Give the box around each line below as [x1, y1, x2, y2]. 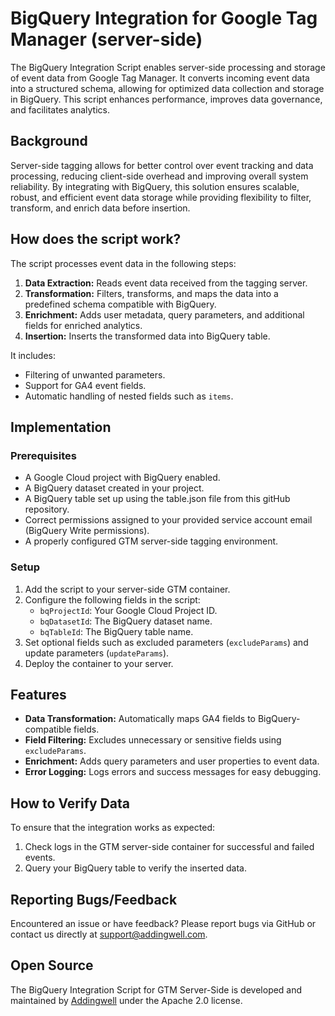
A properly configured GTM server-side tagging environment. [24, 535, 279, 547]
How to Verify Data [10, 795, 130, 812]
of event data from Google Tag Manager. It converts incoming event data [10, 72, 310, 84]
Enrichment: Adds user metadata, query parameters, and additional [24, 308, 305, 321]
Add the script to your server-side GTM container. [24, 583, 231, 595]
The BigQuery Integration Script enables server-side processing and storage [10, 61, 326, 73]
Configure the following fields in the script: [24, 593, 201, 606]
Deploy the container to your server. [24, 657, 174, 669]
